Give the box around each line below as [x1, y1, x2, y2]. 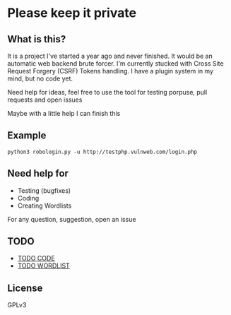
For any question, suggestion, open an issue [7, 215, 136, 223]
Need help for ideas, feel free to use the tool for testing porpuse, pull [7, 88, 208, 96]
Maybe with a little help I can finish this [7, 109, 121, 117]
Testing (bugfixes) [17, 186, 71, 195]
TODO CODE [17, 254, 55, 263]
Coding [17, 194, 40, 202]
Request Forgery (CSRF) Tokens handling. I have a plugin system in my [7, 67, 214, 75]
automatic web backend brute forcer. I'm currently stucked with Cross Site [7, 59, 224, 68]
